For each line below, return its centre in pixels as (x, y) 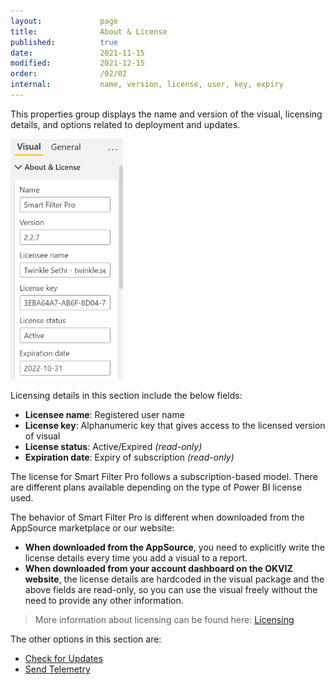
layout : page (64, 21)
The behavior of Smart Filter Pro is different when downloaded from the (157, 517)
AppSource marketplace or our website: (92, 528)
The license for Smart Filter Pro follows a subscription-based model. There (164, 477)
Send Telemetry (57, 669)
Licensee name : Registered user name (104, 415)
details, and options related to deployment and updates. (125, 124)
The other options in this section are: (86, 639)
